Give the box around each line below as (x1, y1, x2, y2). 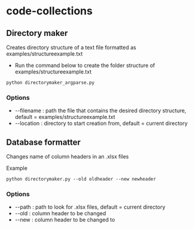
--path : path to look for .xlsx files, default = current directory (14, 203, 166, 210)
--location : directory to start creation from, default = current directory (14, 120, 188, 127)
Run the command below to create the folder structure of (14, 62, 155, 69)
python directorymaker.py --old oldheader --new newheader (6, 176, 156, 182)
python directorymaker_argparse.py (6, 80, 95, 86)
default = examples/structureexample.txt (14, 114, 115, 121)
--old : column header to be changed (14, 210, 106, 217)
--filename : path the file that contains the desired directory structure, (14, 107, 187, 114)
